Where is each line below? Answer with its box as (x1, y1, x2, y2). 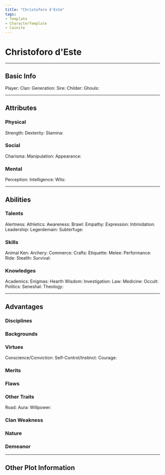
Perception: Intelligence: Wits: (5, 177, 66, 183)
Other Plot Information (5, 463, 75, 472)
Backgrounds (5, 330, 38, 337)
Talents (5, 210, 24, 217)
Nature (5, 430, 22, 437)
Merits (5, 367, 21, 373)
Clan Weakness (5, 417, 43, 423)
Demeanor (5, 443, 31, 449)
